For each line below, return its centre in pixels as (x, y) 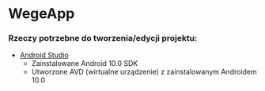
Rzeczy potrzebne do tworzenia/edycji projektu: (103, 38)
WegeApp (42, 14)
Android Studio (44, 55)
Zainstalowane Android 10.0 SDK (85, 64)
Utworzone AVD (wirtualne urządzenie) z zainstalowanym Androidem (144, 72)
